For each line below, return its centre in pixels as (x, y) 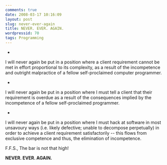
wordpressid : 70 (22, 33)
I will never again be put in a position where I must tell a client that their (79, 92)
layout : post (19, 19)
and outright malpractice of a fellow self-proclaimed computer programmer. (83, 72)
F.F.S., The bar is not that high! (37, 148)
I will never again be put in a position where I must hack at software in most (83, 122)
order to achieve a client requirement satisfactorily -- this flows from (76, 133)
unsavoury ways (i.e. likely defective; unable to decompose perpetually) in (82, 128)
